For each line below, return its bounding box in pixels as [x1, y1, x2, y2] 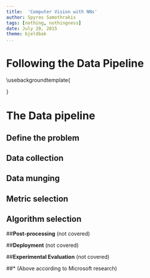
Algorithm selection [6, 214, 82, 224]
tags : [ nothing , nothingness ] [6, 20, 82, 26]
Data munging [6, 173, 60, 184]
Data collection [6, 153, 64, 163]
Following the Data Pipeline [6, 57, 145, 71]
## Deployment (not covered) [6, 242, 79, 249]
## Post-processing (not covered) [6, 230, 90, 237]
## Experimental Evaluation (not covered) [6, 253, 110, 260]
